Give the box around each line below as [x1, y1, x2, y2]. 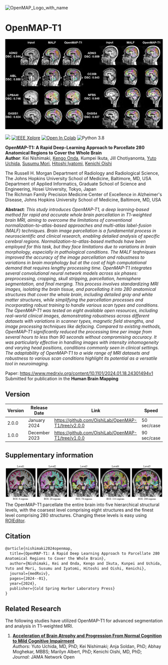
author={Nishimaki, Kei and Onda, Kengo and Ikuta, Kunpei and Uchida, [9, 561, 162, 566]
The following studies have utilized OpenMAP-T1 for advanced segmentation [5, 618, 163, 624]
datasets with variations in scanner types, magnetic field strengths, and [5, 318, 154, 324]
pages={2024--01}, [9, 576, 48, 581]
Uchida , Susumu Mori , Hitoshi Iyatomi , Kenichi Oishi [5, 160, 112, 166]
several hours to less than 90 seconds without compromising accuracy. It [5, 334, 157, 340]
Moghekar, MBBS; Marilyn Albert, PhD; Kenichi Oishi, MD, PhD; [12, 648, 142, 655]
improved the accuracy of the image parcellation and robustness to [5, 254, 145, 260]
